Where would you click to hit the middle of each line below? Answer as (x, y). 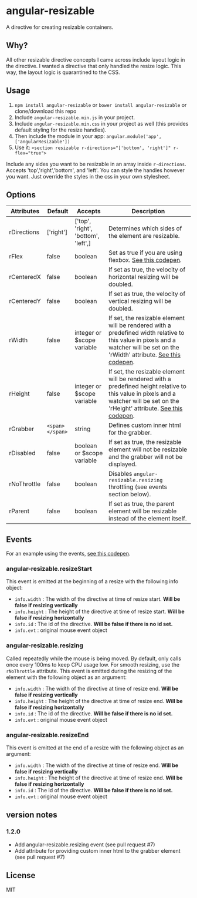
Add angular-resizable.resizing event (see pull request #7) (85, 845)
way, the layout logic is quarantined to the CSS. (63, 72)
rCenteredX (25, 277)
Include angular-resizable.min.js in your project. (75, 117)
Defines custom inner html (145, 425)
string (83, 429)
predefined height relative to (147, 386)
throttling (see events (137, 487)
